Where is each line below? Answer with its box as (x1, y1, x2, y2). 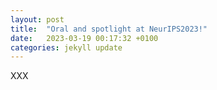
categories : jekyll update (10, 42, 123, 53)
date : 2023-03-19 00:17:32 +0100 (10, 33, 159, 43)
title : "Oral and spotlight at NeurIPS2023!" (10, 24, 208, 34)
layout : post (10, 14, 65, 25)
